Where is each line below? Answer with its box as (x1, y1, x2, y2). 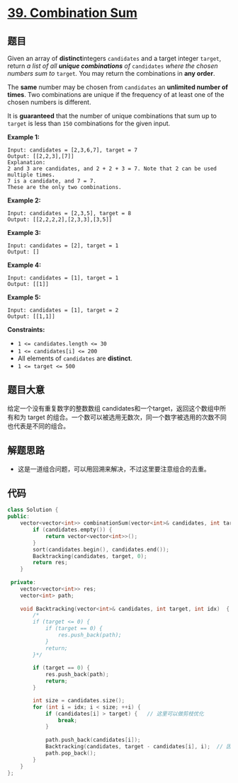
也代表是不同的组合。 (7, 421, 69, 430)
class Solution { (7, 506, 59, 514)
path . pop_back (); (45, 749, 97, 757)
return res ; (33, 559, 69, 566)
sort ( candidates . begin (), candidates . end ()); (33, 546, 170, 553)
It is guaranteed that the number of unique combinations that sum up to (7, 112, 217, 120)
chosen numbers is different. (7, 98, 91, 106)
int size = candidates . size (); (33, 697, 125, 704)
